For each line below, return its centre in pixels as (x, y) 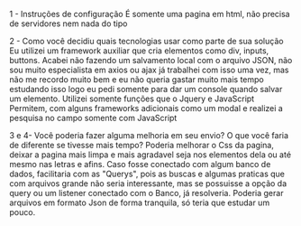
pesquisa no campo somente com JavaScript (93, 118)
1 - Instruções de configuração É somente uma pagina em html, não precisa (150, 14)
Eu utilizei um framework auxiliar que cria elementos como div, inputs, (139, 51)
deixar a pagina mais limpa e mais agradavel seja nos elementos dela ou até (150, 155)
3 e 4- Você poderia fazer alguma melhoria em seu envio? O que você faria (149, 135)
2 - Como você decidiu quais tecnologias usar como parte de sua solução (146, 41)
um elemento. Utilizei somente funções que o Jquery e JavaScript (132, 99)
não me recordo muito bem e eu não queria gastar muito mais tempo (137, 80)
